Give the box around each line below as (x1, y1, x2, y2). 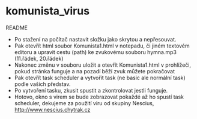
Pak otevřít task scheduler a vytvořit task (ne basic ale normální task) (14, 74, 186, 81)
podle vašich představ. (14, 80, 71, 88)
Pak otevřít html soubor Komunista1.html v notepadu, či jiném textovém (14, 42, 190, 49)
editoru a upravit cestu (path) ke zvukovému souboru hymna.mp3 (14, 48, 177, 55)
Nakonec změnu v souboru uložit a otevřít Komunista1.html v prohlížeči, (14, 61, 192, 69)
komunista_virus (5, 4, 90, 18)
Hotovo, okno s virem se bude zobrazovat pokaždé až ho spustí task (14, 93, 184, 100)
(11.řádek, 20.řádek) (14, 55, 64, 62)
